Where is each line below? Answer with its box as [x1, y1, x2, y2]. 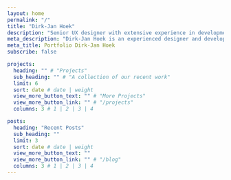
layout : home [7, 10, 45, 17]
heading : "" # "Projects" [13, 67, 88, 74]
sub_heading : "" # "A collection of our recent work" [13, 74, 170, 80]
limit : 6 [13, 80, 38, 87]
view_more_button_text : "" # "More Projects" [13, 93, 146, 100]
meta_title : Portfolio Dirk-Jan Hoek [7, 42, 115, 49]
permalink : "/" [7, 16, 51, 23]
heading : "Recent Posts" [13, 124, 85, 131]
